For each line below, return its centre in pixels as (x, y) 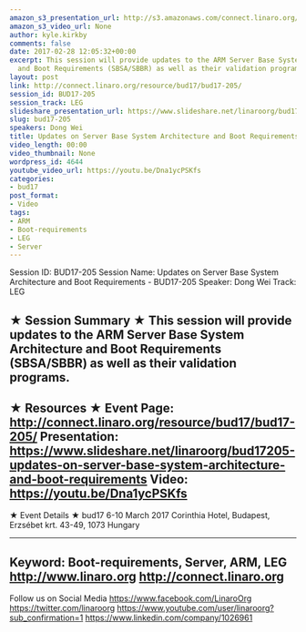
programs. (40, 377)
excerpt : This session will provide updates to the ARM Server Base (142, 60)
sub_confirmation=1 (46, 618)
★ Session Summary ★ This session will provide (151, 320)
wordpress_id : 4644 (46, 162)
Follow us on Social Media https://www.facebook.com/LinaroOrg (131, 598)
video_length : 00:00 (49, 145)
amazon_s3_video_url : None (61, 26)
